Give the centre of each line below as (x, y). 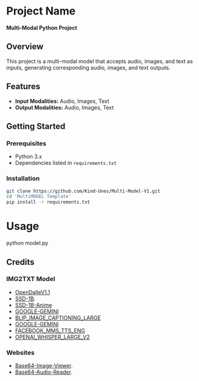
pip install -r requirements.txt (48, 202)
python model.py (27, 243)
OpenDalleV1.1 (32, 292)
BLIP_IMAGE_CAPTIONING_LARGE (58, 318)
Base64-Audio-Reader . (43, 372)
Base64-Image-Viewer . (44, 366)
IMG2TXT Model (31, 279)
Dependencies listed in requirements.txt (66, 163)
